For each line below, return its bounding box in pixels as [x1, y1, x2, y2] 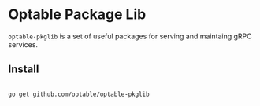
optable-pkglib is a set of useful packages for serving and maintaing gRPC [8, 31, 252, 41]
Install [8, 63, 39, 76]
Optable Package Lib [8, 5, 147, 24]
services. [8, 39, 38, 49]
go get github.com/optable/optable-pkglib [8, 90, 150, 98]
